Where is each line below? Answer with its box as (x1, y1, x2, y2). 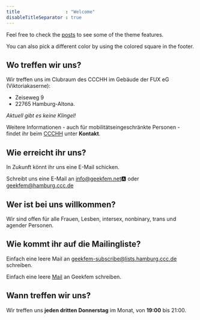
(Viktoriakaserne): (6, 82, 51, 90)
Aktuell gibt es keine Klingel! (6, 112, 76, 119)
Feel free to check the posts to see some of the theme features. (6, 31, 164, 38)
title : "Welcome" (6, 8, 95, 15)
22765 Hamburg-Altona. (14, 100, 75, 108)
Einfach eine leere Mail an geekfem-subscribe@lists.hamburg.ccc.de (6, 255, 177, 262)
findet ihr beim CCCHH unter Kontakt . (6, 130, 101, 137)
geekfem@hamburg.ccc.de (6, 182, 74, 189)
